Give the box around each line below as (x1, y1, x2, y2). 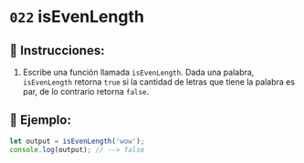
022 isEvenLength (9, 6, 144, 27)
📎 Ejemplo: (9, 112, 71, 128)
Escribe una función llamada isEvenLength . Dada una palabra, (22, 66, 255, 77)
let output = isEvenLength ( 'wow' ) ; (9, 137, 145, 146)
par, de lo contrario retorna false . (22, 87, 150, 97)
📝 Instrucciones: (9, 43, 105, 58)
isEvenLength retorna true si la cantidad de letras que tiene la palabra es (22, 76, 295, 87)
